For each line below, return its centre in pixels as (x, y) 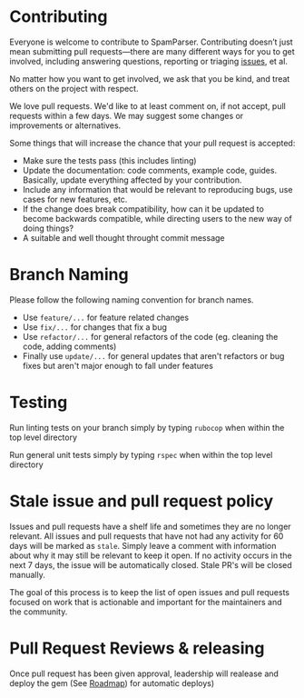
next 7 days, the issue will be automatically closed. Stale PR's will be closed (151, 564)
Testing (39, 403)
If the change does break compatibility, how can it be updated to (143, 209)
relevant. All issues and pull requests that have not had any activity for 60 (147, 536)
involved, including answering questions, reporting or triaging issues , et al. (149, 61)
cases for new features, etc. (75, 199)
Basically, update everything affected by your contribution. (132, 180)
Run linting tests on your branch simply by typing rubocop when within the (147, 427)
